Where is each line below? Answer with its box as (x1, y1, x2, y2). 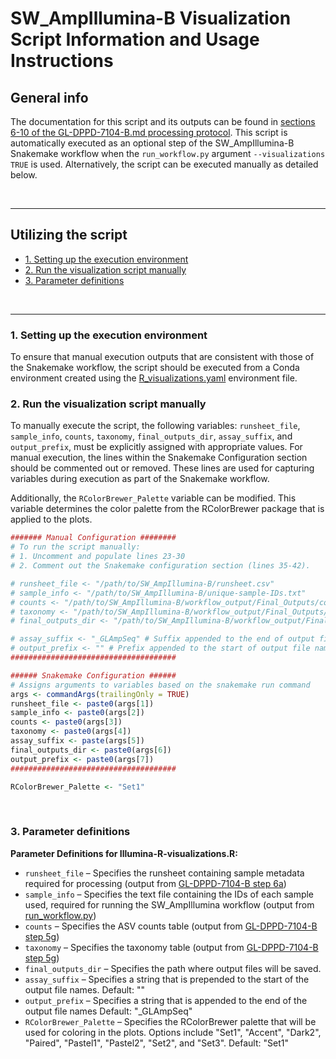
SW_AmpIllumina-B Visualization (10, 7, 292, 30)
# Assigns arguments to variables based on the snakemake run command (10, 680, 311, 690)
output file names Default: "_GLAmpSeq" (24, 1005, 193, 1017)
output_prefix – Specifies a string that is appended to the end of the (24, 994, 308, 1006)
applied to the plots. (10, 513, 93, 526)
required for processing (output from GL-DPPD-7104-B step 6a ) (24, 877, 287, 889)
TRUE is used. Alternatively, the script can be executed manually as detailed (10, 158, 319, 170)
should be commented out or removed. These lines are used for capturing (10, 462, 315, 474)
